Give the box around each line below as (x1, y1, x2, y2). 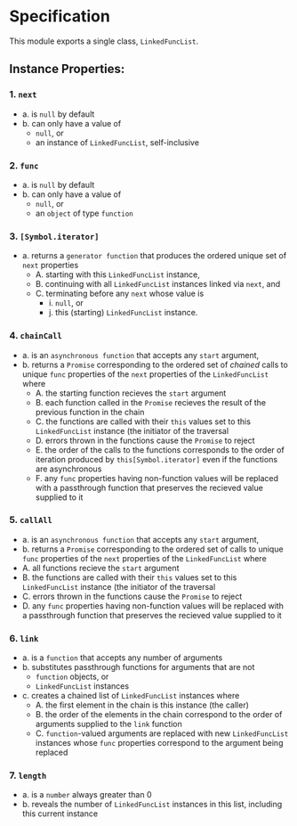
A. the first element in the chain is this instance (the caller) (35, 699, 249, 710)
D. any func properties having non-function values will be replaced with (21, 600, 285, 611)
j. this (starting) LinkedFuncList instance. (48, 307, 198, 318)
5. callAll (9, 514, 53, 527)
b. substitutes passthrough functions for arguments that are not (21, 662, 255, 673)
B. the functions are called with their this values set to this (21, 572, 237, 583)
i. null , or (48, 298, 84, 308)
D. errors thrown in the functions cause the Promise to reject (35, 435, 255, 446)
